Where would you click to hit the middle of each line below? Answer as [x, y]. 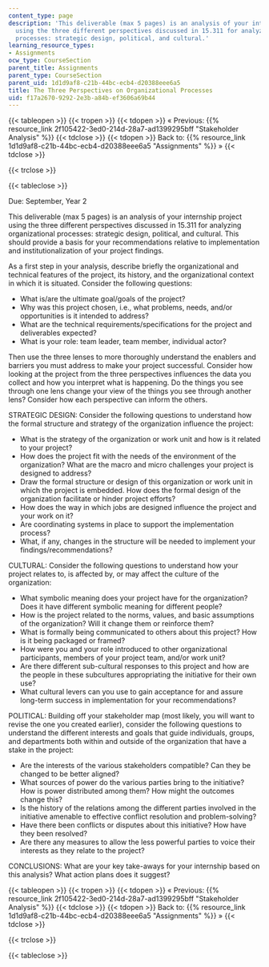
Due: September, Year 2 [48, 201]
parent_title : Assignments [53, 68]
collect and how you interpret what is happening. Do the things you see [126, 382]
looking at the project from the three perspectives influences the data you [130, 374]
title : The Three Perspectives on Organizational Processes [111, 90]
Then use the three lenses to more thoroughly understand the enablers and [132, 357]
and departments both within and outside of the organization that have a [127, 742]
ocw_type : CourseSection [50, 61]
